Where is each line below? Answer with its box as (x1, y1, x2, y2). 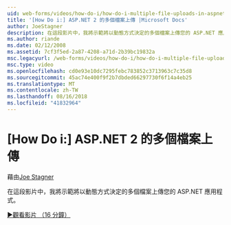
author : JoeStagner (7, 23, 63, 30)
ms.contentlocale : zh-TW (7, 87, 78, 94)
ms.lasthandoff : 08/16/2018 (7, 94, 88, 100)
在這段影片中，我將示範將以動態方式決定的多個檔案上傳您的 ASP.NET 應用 (7, 187, 217, 195)
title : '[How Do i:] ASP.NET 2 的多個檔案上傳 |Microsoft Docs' (7, 17, 188, 23)
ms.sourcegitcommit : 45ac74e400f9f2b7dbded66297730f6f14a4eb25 (7, 74, 192, 81)
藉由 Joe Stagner (7, 173, 54, 181)
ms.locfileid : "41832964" (7, 100, 81, 107)
